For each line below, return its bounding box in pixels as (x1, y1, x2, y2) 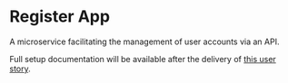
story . (9, 63, 32, 74)
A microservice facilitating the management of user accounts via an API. (9, 36, 280, 47)
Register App (9, 6, 111, 27)
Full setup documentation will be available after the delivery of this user (9, 53, 277, 64)
